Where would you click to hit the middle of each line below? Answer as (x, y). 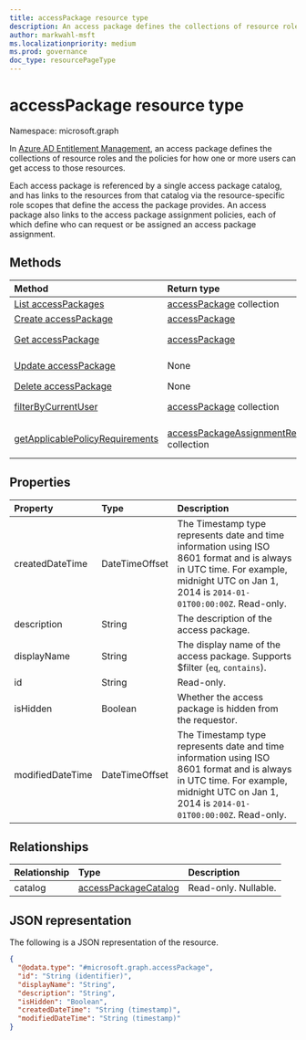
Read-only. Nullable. (232, 888)
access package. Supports (234, 656)
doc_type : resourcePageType (63, 60)
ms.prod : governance (49, 52)
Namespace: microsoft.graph (64, 131)
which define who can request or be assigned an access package (133, 224)
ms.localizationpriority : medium (73, 43)
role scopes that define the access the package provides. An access (138, 205)
